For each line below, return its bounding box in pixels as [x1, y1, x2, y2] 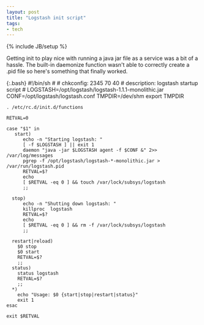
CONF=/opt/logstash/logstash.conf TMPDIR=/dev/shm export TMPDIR [6, 92, 184, 100]
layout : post [6, 9, 40, 15]
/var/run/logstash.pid [6, 163, 64, 170]
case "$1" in [6, 126, 40, 132]
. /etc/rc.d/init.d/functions [6, 105, 84, 111]
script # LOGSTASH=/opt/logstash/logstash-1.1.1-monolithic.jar [6, 86, 164, 94]
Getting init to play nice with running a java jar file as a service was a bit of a [6, 54, 198, 62]
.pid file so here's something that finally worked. [6, 68, 128, 75]
